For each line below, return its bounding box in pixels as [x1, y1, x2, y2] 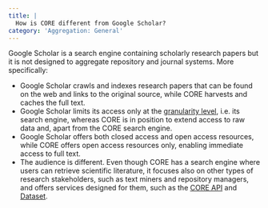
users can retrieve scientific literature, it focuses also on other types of [19, 166, 254, 176]
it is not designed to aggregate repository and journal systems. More [8, 57, 234, 66]
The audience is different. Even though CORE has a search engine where [19, 158, 261, 167]
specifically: [8, 66, 48, 75]
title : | [8, 11, 38, 20]
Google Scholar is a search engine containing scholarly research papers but [8, 49, 258, 58]
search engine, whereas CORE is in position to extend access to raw [19, 115, 246, 125]
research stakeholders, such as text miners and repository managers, [19, 174, 250, 184]
